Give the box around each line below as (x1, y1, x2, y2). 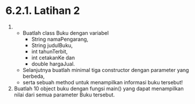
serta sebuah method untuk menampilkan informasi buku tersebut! (22, 78, 183, 85)
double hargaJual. (31, 60, 75, 67)
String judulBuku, (31, 42, 73, 49)
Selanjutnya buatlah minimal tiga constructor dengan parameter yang (22, 66, 189, 73)
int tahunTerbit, (31, 48, 68, 55)
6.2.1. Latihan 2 (5, 4, 80, 17)
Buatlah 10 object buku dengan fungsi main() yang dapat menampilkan (13, 85, 184, 92)
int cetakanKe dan (31, 54, 75, 61)
